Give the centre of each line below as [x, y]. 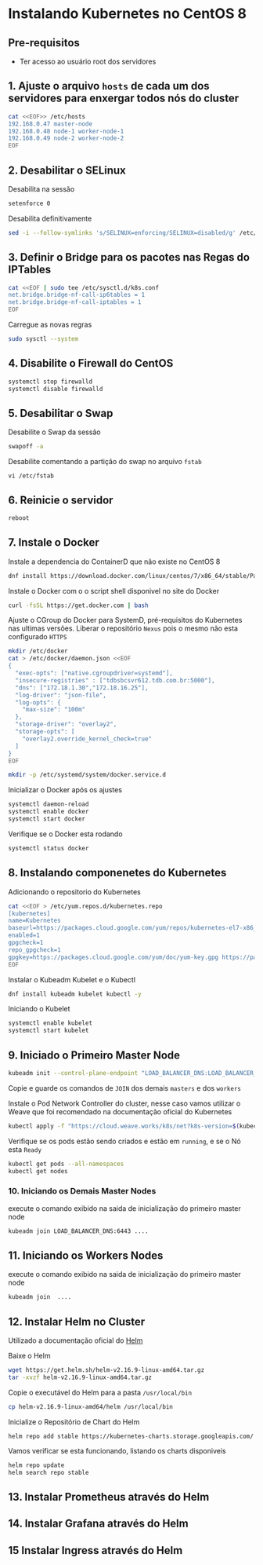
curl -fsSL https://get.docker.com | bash [78, 605]
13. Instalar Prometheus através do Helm [109, 1497]
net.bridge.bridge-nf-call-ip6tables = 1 [77, 295]
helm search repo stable [49, 1472]
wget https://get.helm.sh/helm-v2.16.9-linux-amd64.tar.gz [106, 1370]
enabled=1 [24, 935]
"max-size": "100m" [54, 710]
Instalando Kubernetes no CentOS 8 [128, 14]
